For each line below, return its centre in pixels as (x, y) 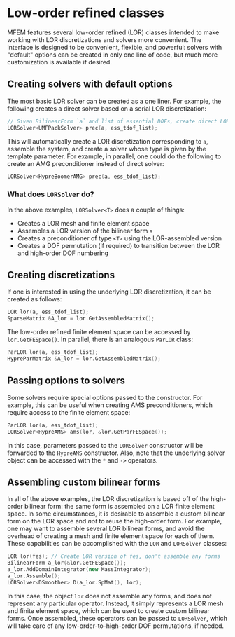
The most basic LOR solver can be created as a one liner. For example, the (114, 101)
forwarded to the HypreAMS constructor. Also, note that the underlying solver (116, 453)
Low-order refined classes (86, 13)
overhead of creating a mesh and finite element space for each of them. (111, 536)
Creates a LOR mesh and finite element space (83, 223)
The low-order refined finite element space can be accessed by (99, 332)
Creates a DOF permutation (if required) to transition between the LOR (119, 245)
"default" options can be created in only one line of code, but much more (113, 55)
